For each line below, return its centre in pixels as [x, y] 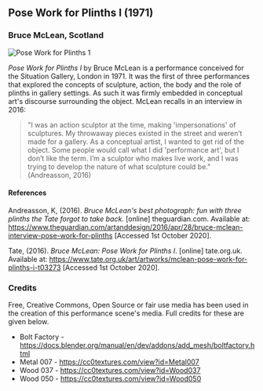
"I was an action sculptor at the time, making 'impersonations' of [132, 124]
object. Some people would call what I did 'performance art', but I [133, 149]
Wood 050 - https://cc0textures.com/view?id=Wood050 [110, 379]
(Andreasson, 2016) [59, 175]
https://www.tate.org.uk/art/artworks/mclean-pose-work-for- [148, 259]
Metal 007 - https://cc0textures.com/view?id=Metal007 [110, 362]
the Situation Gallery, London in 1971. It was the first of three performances [129, 76]
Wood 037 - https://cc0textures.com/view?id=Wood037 [110, 371]
